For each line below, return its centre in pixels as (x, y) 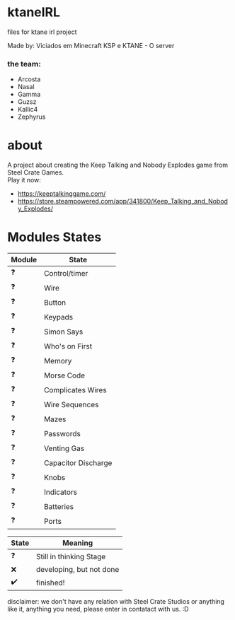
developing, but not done (78, 570)
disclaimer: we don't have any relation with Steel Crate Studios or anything (116, 602)
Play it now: (24, 180)
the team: (24, 64)
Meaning (78, 543)
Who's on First (68, 346)
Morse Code (64, 375)
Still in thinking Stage (71, 556)
